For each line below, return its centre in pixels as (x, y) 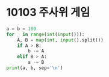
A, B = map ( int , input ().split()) (60, 40)
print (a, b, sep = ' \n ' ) (35, 68)
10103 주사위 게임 (48, 12)
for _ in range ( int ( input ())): (45, 34)
